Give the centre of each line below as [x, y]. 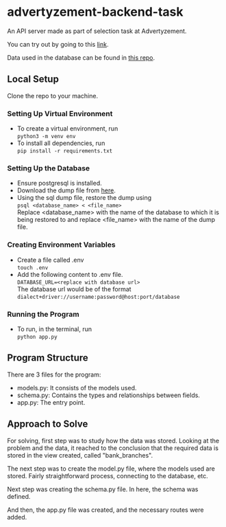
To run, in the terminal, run [54, 329]
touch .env [33, 268]
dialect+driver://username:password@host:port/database [98, 297]
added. [17, 517]
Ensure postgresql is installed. [59, 183]
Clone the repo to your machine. [52, 96]
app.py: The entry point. [51, 402]
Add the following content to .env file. [70, 274]
